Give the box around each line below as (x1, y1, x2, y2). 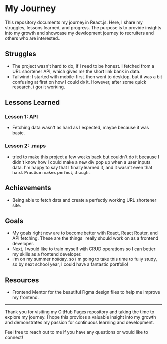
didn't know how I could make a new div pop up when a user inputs (12, 159, 151, 165)
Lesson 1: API (5, 113, 38, 120)
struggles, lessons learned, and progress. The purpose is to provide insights (5, 24, 162, 30)
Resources (5, 276, 39, 284)
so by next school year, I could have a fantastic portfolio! (12, 261, 128, 267)
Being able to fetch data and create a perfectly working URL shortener (12, 197, 157, 203)
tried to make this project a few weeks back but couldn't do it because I (12, 154, 159, 160)
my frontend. (12, 294, 39, 301)
